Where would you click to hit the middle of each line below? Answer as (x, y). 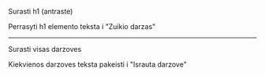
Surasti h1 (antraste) (41, 11)
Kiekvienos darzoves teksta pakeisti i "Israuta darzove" (97, 64)
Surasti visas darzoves (45, 49)
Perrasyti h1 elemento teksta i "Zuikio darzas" (82, 26)
